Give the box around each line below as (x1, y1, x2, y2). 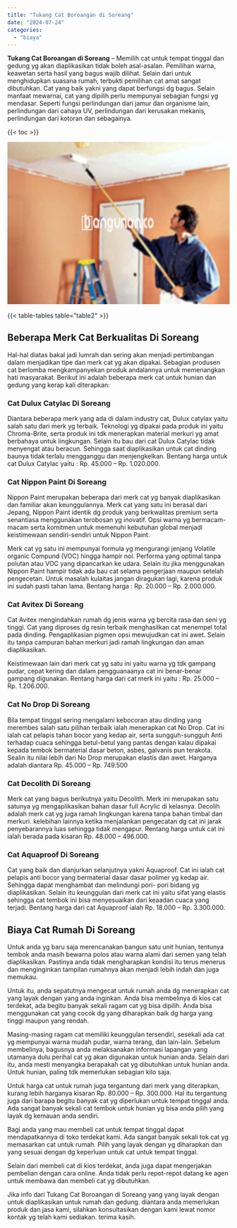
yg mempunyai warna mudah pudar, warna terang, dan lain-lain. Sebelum (7, 1038, 221, 1046)
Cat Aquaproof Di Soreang (7, 850, 99, 859)
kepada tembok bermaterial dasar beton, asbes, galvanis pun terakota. (7, 746, 213, 754)
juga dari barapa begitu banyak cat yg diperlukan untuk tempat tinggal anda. (7, 1096, 230, 1105)
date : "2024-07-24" (7, 18, 65, 26)
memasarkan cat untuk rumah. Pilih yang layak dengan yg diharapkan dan (7, 1140, 222, 1149)
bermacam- (191, 516, 226, 524)
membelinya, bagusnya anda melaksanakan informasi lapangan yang (7, 1045, 208, 1054)
